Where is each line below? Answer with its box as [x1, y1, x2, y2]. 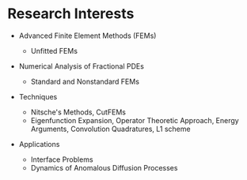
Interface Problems [30, 155, 93, 164]
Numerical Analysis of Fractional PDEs [18, 61, 144, 71]
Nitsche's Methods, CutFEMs [30, 107, 126, 117]
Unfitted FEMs [30, 46, 78, 55]
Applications [18, 139, 60, 148]
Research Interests [7, 5, 135, 23]
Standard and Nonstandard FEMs [30, 77, 140, 86]
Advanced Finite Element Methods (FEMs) [18, 31, 157, 40]
